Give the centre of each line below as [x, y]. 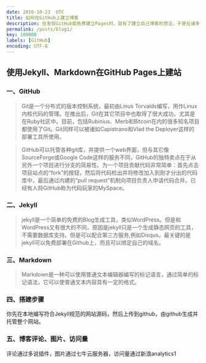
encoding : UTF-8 [27, 47]
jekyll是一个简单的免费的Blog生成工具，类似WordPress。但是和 [101, 219]
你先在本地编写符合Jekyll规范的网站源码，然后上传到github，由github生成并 [102, 314]
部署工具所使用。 [43, 137]
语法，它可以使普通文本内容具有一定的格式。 [83, 282]
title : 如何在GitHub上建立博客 [43, 18]
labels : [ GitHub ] [29, 40]
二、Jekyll [22, 205]
